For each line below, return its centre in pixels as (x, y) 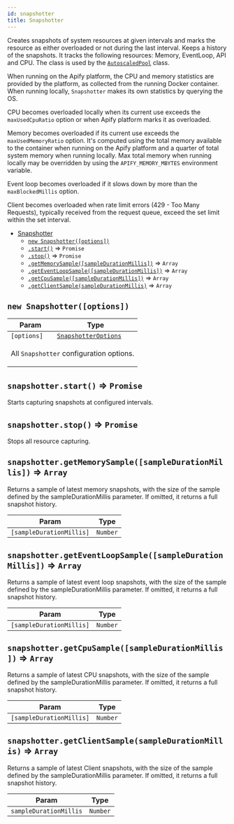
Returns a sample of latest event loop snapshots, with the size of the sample (117, 582)
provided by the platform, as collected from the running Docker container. (113, 83)
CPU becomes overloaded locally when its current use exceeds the (104, 112)
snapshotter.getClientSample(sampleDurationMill (115, 741)
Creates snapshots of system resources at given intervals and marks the (111, 40)
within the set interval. (39, 219)
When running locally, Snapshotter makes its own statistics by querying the (115, 91)
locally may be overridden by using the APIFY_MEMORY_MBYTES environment (112, 162)
